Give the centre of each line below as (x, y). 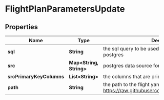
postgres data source (128, 66)
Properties (21, 27)
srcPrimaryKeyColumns (36, 76)
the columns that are (127, 76)
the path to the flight (126, 84)
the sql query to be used (131, 49)
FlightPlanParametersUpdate (65, 9)
